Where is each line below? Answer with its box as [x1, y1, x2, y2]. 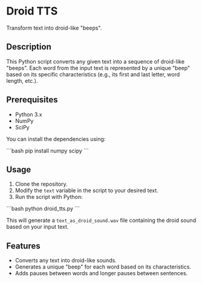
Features [6, 241, 41, 251]
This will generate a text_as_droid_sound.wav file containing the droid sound [6, 216, 197, 224]
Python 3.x [15, 111, 42, 118]
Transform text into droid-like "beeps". [6, 24, 102, 31]
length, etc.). [6, 77, 38, 84]
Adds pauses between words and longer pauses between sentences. [15, 270, 188, 277]
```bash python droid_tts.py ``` [6, 205, 80, 212]
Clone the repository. [15, 180, 68, 188]
